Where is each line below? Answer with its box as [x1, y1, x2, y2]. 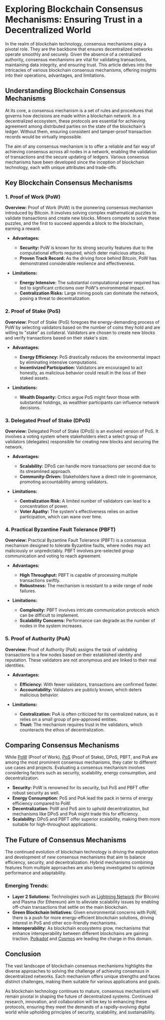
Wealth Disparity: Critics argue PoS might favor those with [19, 394, 139, 400]
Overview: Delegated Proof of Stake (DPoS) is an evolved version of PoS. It [5, 428, 159, 434]
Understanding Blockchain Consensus [5, 86, 126, 95]
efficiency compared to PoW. [12, 801, 71, 807]
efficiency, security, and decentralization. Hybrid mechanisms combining [5, 859, 153, 865]
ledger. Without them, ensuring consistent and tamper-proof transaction [5, 128, 152, 134]
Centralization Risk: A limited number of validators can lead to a [19, 498, 151, 504]
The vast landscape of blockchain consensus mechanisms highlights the [5, 963, 153, 969]
